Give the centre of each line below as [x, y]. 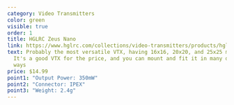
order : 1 [20, 33]
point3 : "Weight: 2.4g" [42, 90]
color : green [26, 20]
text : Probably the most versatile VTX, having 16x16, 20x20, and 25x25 [115, 52]
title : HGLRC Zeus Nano [42, 39]
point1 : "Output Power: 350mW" [53, 78]
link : [15, 46]
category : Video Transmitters [51, 13]
